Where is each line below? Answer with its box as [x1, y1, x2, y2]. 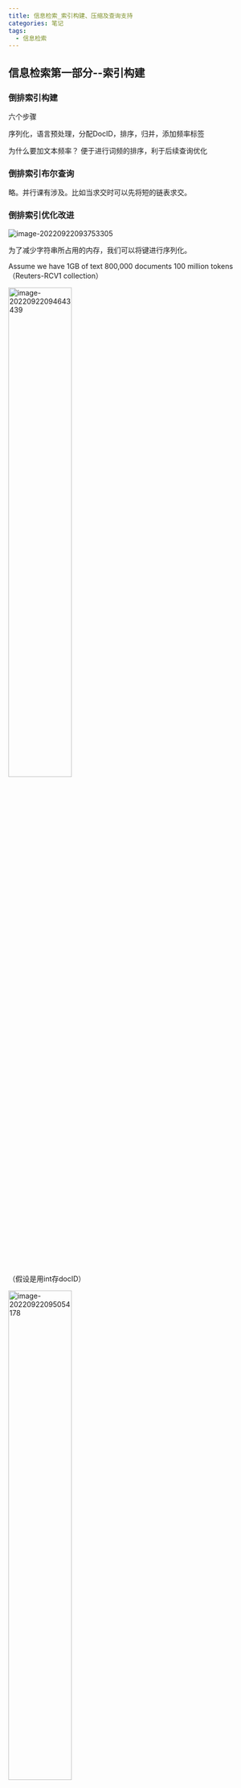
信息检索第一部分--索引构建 [8, 66, 145, 80]
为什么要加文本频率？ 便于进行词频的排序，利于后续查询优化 [8, 145, 207, 155]
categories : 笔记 [8, 19, 64, 27]
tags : [8, 27, 27, 35]
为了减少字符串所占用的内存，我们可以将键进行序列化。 [8, 245, 191, 255]
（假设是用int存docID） [8, 1274, 86, 1284]
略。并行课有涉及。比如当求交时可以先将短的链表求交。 [8, 188, 191, 198]
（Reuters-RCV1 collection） [8, 271, 103, 280]
